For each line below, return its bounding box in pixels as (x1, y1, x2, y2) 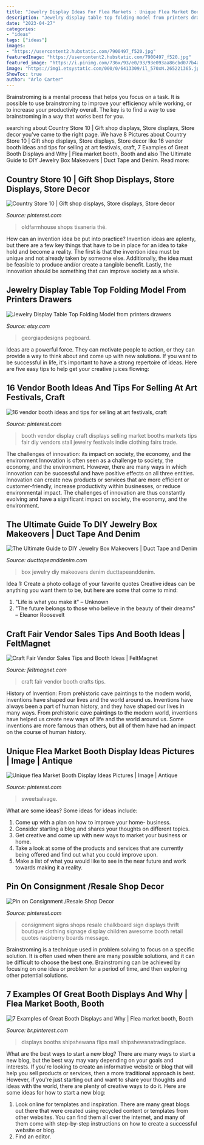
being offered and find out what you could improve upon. (15, 851, 158, 858)
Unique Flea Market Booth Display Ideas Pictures (6, 746, 195, 756)
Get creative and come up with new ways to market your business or (15, 832, 187, 838)
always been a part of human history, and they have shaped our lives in (6, 702, 185, 710)
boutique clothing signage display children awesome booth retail (21, 927, 183, 935)
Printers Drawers (6, 294, 72, 305)
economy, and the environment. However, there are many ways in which (6, 463, 187, 471)
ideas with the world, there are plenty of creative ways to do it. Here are (6, 1082, 186, 1090)
